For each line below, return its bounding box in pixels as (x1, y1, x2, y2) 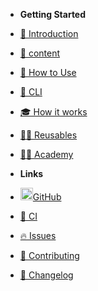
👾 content (19, 47, 61, 59)
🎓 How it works (19, 106, 88, 118)
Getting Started (19, 9, 87, 20)
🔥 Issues (19, 230, 57, 241)
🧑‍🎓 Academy (19, 149, 74, 160)
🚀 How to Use (19, 67, 77, 78)
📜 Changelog (19, 269, 74, 281)
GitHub (32, 191, 62, 203)
